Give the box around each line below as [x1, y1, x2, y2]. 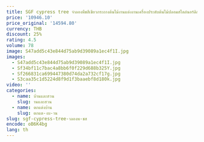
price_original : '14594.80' [6, 20, 78, 26]
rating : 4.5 [6, 37, 36, 43]
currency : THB [6, 25, 42, 32]
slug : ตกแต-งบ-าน [17, 110, 58, 116]
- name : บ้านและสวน [12, 93, 55, 99]
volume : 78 [6, 43, 34, 49]
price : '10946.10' [6, 15, 53, 21]
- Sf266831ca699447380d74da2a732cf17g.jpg [12, 71, 121, 77]
